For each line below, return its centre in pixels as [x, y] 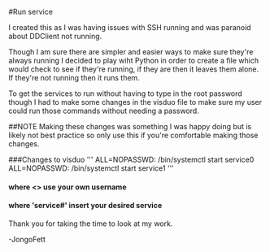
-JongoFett [27, 239]
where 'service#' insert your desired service [85, 206]
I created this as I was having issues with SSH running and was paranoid [130, 27]
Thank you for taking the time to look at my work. [91, 224]
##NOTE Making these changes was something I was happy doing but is [130, 126]
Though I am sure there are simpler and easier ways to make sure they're [131, 52]
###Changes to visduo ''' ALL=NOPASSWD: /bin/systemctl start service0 [131, 159]
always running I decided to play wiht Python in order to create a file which [133, 61]
